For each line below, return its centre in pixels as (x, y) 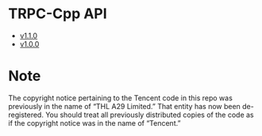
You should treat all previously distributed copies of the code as (149, 115)
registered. (26, 115)
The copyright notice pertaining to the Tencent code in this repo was (120, 98)
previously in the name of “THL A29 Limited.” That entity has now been (124, 106)
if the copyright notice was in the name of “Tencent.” (94, 123)
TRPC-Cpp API (58, 14)
